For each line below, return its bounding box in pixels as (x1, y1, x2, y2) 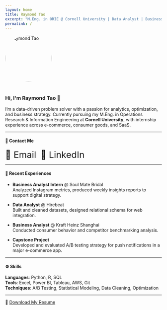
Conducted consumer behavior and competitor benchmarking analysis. (12, 227, 159, 233)
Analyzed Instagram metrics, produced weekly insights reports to (12, 187, 147, 193)
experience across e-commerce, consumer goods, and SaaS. (5, 122, 131, 128)
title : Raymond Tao (5, 12, 46, 17)
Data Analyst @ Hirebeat (12, 202, 65, 208)
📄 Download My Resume (5, 299, 56, 306)
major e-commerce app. (12, 247, 62, 253)
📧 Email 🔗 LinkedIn (5, 149, 85, 160)
